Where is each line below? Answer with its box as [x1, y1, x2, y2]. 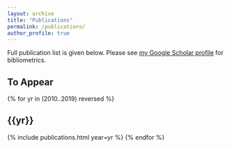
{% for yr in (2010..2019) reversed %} [7, 94, 115, 103]
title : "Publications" [7, 17, 73, 24]
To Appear [7, 76, 54, 88]
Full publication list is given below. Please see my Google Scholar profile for [7, 49, 224, 57]
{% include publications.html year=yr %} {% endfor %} [7, 133, 165, 141]
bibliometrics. [7, 56, 47, 65]
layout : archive [7, 10, 54, 17]
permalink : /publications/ [7, 23, 86, 30]
